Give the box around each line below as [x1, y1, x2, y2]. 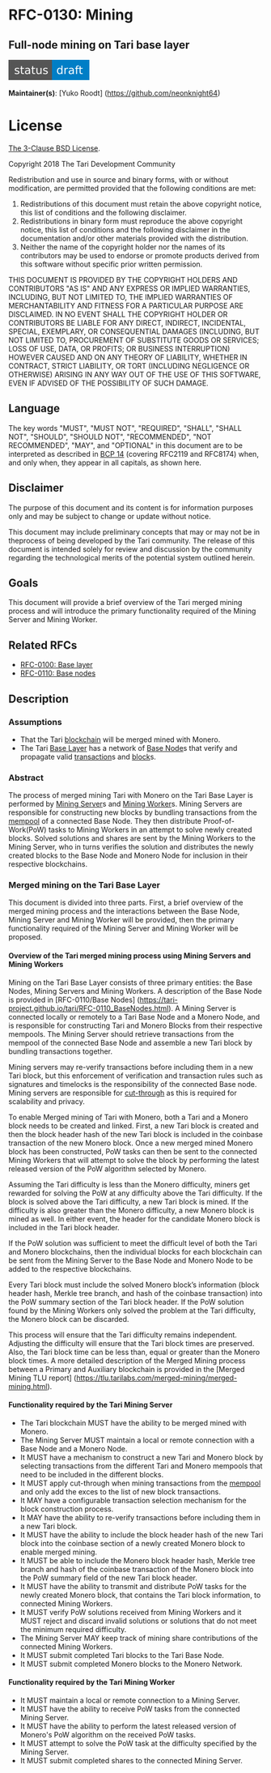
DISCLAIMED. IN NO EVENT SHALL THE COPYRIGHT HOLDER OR [8, 309, 228, 319]
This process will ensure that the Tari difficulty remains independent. [8, 1330, 237, 1340]
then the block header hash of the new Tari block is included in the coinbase [8, 1129, 263, 1139]
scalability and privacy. [8, 1096, 85, 1106]
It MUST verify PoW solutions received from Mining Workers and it [19, 1607, 242, 1617]
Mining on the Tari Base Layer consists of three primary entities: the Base [8, 978, 253, 987]
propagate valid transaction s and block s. [19, 752, 156, 761]
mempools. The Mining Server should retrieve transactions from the [8, 1029, 235, 1038]
